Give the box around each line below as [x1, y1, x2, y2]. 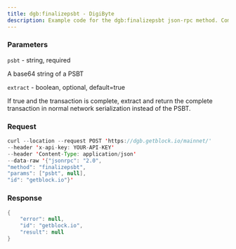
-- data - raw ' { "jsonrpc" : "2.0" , [7, 157, 102, 164]
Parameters [7, 40, 48, 50]
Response [7, 194, 42, 203]
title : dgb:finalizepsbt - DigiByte [7, 10, 114, 18]
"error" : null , [20, 215, 65, 223]
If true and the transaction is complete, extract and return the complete [7, 96, 213, 105]
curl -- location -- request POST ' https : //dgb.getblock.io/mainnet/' [7, 137, 212, 144]
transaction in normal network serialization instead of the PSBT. [7, 104, 191, 112]
